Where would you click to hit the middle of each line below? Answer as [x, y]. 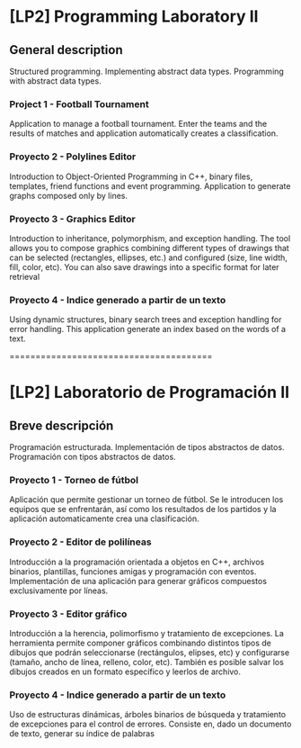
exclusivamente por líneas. [59, 590]
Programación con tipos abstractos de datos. [93, 457]
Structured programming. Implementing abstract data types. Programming [147, 71]
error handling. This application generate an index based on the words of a [147, 329]
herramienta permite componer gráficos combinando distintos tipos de [140, 643]
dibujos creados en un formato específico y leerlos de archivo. [125, 671]
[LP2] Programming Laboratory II [134, 17]
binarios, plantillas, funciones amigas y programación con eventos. [133, 571]
